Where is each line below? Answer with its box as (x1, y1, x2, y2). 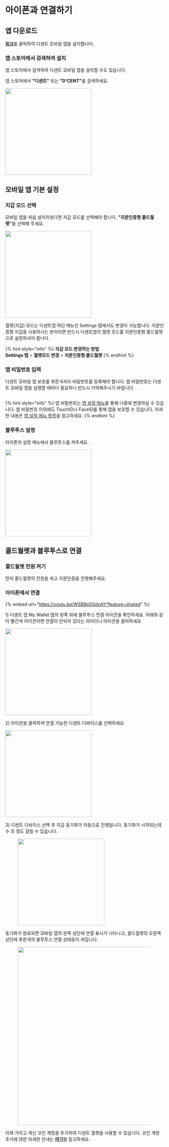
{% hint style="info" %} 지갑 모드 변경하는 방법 (5, 345, 99, 352)
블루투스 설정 (5, 426, 35, 433)
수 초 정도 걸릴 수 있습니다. (5, 828, 58, 834)
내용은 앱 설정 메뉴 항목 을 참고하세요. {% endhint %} (10, 413, 115, 419)
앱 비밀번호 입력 (5, 366, 41, 373)
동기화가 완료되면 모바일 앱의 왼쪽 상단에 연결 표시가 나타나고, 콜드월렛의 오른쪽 (5, 930, 161, 936)
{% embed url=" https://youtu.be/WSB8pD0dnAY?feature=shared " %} (5, 601, 150, 607)
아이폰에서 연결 (5, 589, 40, 597)
